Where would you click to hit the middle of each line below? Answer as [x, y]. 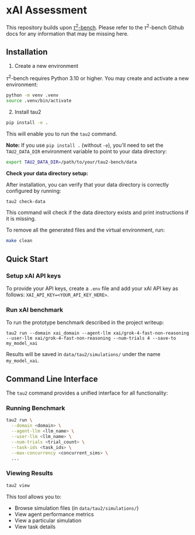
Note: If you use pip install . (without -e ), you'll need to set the [85, 145]
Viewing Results [30, 473]
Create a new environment [46, 66]
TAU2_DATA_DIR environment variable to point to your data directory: [87, 151]
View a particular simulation [48, 520]
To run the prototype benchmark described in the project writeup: [85, 323]
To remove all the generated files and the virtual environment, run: [86, 230]
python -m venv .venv [32, 95]
